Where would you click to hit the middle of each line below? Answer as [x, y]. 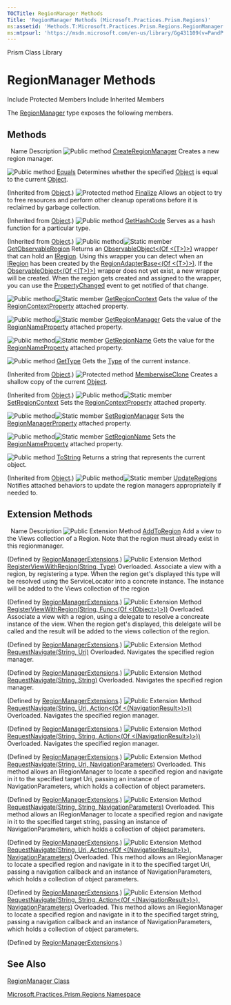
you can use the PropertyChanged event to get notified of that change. [108, 285]
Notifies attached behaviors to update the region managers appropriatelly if [114, 485]
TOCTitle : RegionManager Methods [55, 13]
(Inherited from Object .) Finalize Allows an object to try [115, 193]
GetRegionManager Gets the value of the [163, 319]
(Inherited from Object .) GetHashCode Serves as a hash [111, 221]
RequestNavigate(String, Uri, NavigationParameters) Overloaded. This [107, 764]
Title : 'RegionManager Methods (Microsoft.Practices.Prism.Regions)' [109, 20]
